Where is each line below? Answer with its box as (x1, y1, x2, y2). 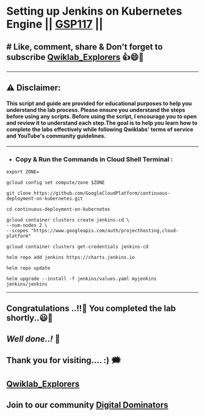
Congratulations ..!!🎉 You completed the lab (6, 304, 176, 314)
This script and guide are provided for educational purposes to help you (6, 100, 192, 107)
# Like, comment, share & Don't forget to (6, 42, 163, 52)
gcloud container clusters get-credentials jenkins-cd (6, 243, 149, 250)
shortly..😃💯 (6, 313, 53, 323)
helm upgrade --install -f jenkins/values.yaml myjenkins (6, 276, 157, 282)
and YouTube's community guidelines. (6, 132, 106, 139)
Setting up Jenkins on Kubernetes (6, 4, 182, 18)
